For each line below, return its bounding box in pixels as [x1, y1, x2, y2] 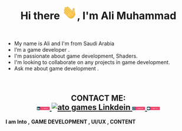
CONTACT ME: [71, 93, 126, 103]
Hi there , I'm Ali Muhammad [20, 9, 177, 22]
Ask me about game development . [14, 65, 100, 72]
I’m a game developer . [14, 46, 70, 53]
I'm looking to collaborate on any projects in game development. [14, 58, 170, 66]
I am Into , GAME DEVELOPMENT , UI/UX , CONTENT [5, 118, 136, 125]
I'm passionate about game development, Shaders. [14, 52, 138, 59]
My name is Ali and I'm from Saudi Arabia [14, 40, 115, 47]
